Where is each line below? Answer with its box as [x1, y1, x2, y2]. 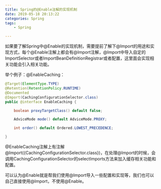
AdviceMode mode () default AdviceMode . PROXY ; [14, 117, 107, 122]
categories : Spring [5, 16, 44, 21]
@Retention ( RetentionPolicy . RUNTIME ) [5, 86, 81, 91]
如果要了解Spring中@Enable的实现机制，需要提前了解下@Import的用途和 [5, 43, 150, 49]
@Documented [5, 90, 29, 95]
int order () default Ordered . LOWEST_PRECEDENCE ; [14, 126, 114, 131]
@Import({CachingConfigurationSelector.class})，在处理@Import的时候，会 [5, 150, 156, 156]
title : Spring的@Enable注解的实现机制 [5, 7, 77, 12]
